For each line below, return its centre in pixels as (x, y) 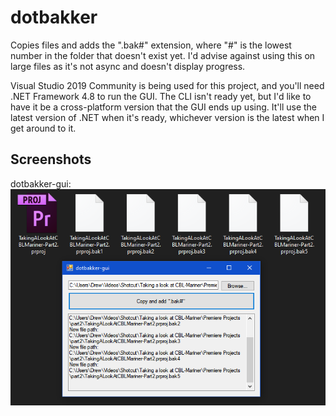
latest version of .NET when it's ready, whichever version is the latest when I (167, 117)
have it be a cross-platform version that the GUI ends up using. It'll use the (163, 107)
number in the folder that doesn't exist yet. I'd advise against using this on (163, 55)
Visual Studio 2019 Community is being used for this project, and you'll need (167, 85)
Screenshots (51, 159)
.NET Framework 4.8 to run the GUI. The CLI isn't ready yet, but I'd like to (161, 96)
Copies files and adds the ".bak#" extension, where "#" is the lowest (151, 45)
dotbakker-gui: (41, 183)
